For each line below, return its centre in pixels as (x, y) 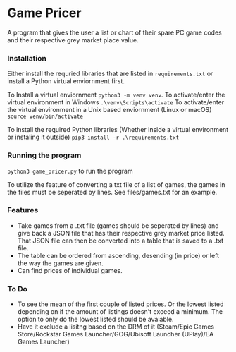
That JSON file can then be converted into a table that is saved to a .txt (120, 241)
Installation (27, 58)
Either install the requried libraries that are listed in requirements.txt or (110, 74)
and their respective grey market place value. (73, 40)
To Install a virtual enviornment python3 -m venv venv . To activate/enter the (116, 95)
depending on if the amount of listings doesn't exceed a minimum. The (120, 312)
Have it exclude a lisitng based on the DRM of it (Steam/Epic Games (116, 327)
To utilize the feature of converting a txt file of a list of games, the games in (116, 184)
